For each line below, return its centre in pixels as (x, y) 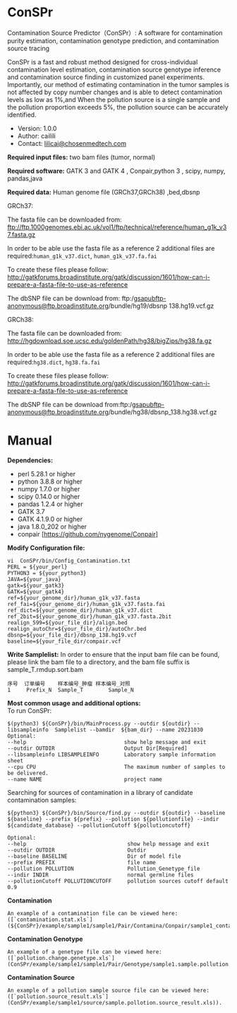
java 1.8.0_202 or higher (52, 526)
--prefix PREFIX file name (82, 862)
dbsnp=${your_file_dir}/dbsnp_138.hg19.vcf (72, 635)
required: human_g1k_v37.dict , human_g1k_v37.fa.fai (82, 256)
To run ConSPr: (30, 710)
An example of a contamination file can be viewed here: (93, 913)
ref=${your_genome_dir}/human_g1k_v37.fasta (74, 598)
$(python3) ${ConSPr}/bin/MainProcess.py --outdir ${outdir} (99, 723)
